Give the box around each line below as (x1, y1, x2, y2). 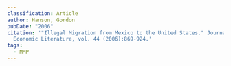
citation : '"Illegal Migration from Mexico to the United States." (7, 29, 205, 36)
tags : (7, 42, 23, 49)
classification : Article (7, 10, 78, 17)
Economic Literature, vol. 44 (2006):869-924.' (13, 36, 153, 43)
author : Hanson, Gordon (7, 16, 76, 23)
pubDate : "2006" (7, 23, 54, 30)
